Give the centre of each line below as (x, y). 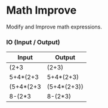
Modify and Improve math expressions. (54, 27)
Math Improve (41, 10)
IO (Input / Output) (33, 42)
